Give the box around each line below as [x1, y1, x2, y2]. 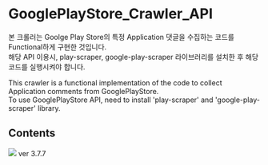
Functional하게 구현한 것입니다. [8, 41, 107, 52]
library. [37, 103, 61, 112]
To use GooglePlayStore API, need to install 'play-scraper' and [8, 95, 214, 104]
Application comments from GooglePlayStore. [8, 86, 159, 96]
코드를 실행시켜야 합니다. [8, 61, 86, 72]
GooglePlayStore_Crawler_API [8, 5, 214, 23]
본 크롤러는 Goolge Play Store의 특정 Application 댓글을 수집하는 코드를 [8, 32, 234, 41]
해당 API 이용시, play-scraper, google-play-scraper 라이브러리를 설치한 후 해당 [8, 52, 258, 61]
